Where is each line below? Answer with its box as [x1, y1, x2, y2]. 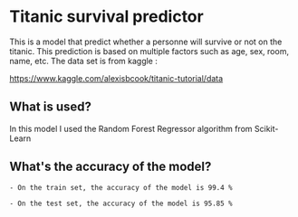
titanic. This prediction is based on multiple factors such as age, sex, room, [9, 45, 290, 56]
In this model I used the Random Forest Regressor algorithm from [9, 123, 253, 134]
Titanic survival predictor [9, 6, 204, 27]
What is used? [9, 99, 92, 115]
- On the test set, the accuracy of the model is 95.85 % [9, 199, 233, 208]
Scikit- [254, 123, 279, 134]
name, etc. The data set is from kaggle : [9, 55, 159, 66]
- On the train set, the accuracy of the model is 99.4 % [9, 183, 233, 192]
